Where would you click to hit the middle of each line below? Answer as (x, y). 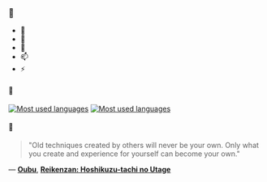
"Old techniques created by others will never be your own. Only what (144, 145)
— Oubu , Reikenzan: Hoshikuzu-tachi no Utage (90, 169)
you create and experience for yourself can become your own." (134, 154)
